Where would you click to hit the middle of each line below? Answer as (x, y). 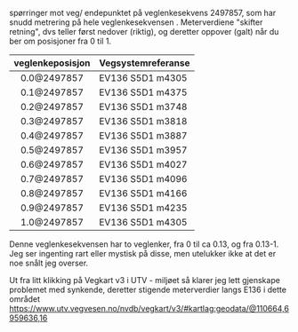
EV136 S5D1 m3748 (143, 107)
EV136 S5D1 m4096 (143, 179)
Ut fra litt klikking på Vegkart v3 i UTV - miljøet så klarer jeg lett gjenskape (145, 280)
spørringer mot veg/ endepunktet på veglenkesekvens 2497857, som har (143, 13)
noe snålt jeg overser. (49, 263)
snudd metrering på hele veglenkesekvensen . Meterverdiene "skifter (136, 22)
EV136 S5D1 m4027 (143, 165)
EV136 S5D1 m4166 (143, 193)
